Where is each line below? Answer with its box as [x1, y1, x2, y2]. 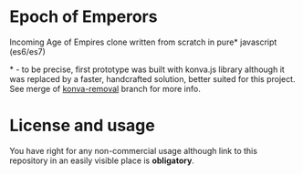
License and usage [9, 116, 155, 136]
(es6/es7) [9, 46, 46, 57]
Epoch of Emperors [9, 6, 158, 27]
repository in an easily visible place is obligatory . [9, 155, 194, 166]
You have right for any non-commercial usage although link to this [9, 145, 258, 156]
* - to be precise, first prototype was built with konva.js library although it [9, 64, 285, 75]
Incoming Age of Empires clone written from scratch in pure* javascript [9, 36, 277, 47]
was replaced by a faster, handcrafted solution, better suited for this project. [9, 73, 296, 84]
